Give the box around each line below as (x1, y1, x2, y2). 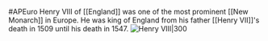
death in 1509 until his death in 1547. (8, 24, 129, 33)
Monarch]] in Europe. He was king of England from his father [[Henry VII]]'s (8, 15, 260, 25)
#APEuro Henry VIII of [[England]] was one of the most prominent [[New (8, 7, 249, 16)
